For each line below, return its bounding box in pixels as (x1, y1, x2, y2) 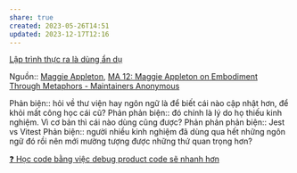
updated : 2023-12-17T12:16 (9, 29, 110, 38)
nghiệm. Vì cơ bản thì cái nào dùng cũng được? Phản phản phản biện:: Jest (9, 117, 285, 128)
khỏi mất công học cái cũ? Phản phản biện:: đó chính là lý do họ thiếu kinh (9, 108, 283, 119)
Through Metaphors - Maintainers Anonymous (9, 81, 180, 92)
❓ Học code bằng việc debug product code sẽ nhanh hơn (9, 153, 220, 165)
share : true (9, 12, 54, 22)
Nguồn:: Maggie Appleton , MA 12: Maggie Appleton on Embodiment (9, 71, 259, 82)
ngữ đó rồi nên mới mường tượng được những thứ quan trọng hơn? (9, 136, 252, 147)
